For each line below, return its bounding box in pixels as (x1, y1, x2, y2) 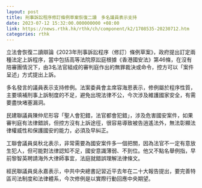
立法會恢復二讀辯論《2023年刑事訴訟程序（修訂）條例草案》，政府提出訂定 (6, 49, 191, 56)
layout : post (6, 8, 39, 15)
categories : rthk (6, 31, 50, 37)
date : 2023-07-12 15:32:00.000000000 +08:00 (6, 20, 120, 26)
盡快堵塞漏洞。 (11, 99, 49, 106)
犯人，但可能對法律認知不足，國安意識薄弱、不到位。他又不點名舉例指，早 (11, 147, 196, 154)
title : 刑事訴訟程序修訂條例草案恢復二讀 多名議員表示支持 (6, 14, 137, 20)
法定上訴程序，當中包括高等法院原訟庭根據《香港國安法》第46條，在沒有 (11, 56, 192, 63)
